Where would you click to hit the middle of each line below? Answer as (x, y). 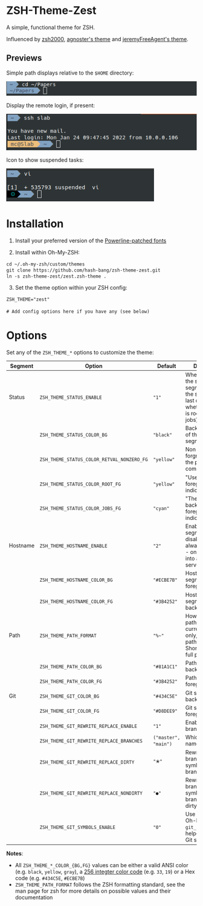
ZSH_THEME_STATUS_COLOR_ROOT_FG (80, 484)
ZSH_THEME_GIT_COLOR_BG (69, 697)
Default (166, 366)
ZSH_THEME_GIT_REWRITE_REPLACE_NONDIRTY (91, 793)
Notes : (15, 853)
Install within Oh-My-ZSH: (47, 253)
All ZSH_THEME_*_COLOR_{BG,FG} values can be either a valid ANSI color (101, 865)
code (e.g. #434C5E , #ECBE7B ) (50, 878)
